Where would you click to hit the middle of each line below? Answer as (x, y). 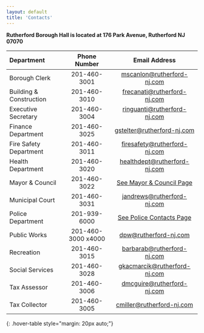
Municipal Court (32, 200)
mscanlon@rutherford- (155, 74)
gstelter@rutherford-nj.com (155, 130)
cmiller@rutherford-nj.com (155, 304)
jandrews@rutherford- (155, 196)
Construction (28, 99)
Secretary (23, 116)
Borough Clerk (30, 78)
